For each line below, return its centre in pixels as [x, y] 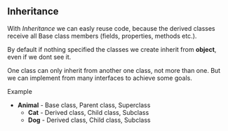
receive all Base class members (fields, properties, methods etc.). [102, 36]
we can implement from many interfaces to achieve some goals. [100, 78]
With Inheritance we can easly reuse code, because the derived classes [111, 28]
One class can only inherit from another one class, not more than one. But [114, 70]
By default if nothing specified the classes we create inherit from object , [112, 49]
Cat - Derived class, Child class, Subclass [88, 112]
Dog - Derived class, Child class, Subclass [89, 120]
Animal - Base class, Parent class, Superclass [84, 105]
